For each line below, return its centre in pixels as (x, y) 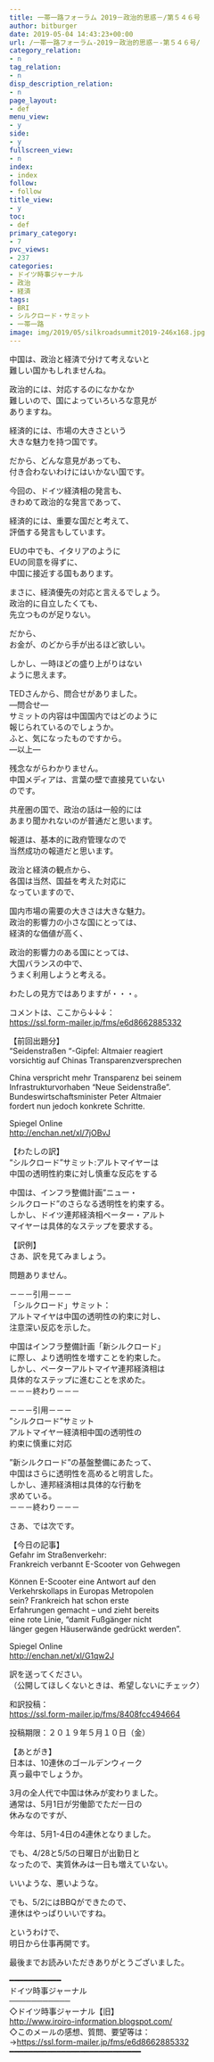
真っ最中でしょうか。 (48, 1773)
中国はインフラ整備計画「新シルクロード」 (87, 1346)
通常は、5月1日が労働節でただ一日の (76, 1803)
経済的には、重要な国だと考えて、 (71, 520)
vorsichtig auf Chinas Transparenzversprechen (96, 1060)
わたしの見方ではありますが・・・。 (76, 993)
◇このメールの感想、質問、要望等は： (80, 2032)
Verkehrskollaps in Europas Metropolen (82, 1591)
